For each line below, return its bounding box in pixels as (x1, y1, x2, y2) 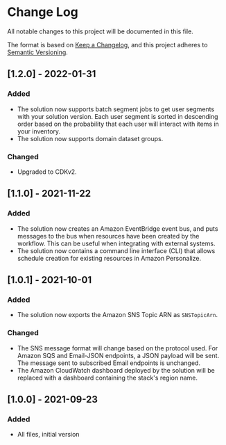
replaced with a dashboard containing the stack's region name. (17, 373, 198, 382)
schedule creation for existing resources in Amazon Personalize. (17, 254, 202, 262)
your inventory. (17, 127, 61, 136)
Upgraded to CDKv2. (17, 168, 78, 176)
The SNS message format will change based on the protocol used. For (17, 343, 218, 352)
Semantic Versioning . (7, 48, 68, 56)
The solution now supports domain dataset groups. (17, 134, 164, 143)
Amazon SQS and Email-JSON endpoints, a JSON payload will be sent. (17, 351, 220, 359)
